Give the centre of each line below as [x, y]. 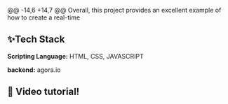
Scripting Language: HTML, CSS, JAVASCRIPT [75, 56]
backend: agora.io [34, 70]
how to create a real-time [44, 17]
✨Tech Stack [36, 39]
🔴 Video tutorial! [43, 92]
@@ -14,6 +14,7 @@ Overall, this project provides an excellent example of [114, 10]
